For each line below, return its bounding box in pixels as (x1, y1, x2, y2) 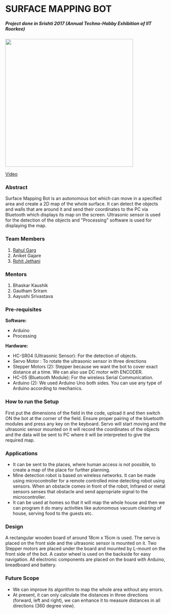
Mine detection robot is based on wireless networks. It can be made (12, 472, 156, 478)
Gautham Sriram (12, 288, 47, 294)
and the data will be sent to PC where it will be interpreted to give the (5, 431, 151, 437)
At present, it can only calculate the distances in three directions (12, 591, 148, 598)
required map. (5, 437, 35, 443)
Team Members (5, 235, 45, 243)
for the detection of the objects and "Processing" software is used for (5, 217, 152, 223)
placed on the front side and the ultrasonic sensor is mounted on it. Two (5, 540, 157, 546)
